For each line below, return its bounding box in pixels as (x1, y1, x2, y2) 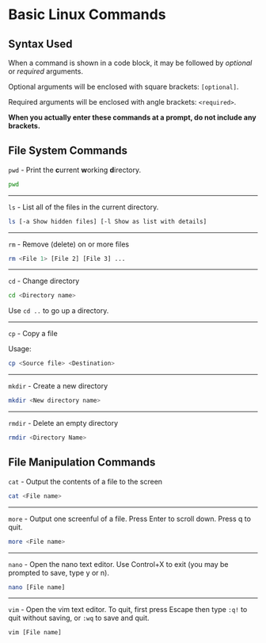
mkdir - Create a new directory (8, 381, 108, 391)
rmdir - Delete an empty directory (8, 419, 119, 428)
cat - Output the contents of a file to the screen (8, 477, 163, 486)
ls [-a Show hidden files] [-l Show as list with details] (8, 217, 207, 225)
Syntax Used (8, 37, 73, 51)
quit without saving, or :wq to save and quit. (8, 613, 150, 623)
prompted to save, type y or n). (8, 568, 109, 577)
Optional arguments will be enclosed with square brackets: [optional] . (8, 82, 239, 91)
